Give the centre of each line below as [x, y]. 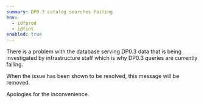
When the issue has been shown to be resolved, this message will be [93, 76]
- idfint [23, 29]
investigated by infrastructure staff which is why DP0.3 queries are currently [102, 58]
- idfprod [24, 23]
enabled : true [24, 34]
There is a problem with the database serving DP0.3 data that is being [94, 51]
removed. [18, 83]
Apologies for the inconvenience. [48, 94]
